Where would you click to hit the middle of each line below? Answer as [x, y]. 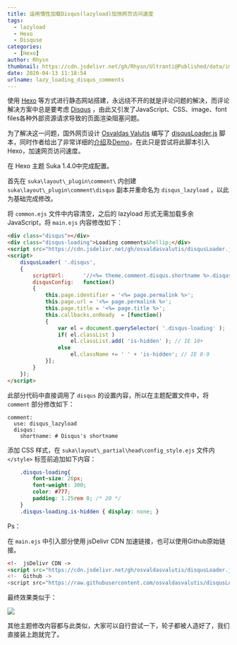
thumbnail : [23, 66]
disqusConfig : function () [74, 282]
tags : [15, 21]
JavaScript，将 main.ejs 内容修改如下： [65, 223]
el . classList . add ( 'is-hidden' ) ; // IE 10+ [136, 341]
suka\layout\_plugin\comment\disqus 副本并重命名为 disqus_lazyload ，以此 [118, 190]
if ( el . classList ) [86, 335]
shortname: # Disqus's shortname [69, 436]
